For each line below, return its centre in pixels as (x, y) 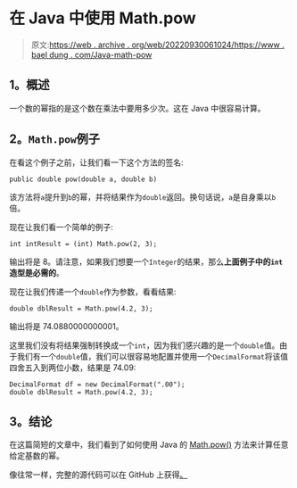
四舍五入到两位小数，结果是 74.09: (73, 368)
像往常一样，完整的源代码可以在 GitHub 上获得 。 (99, 475)
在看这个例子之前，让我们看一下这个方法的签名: (97, 162)
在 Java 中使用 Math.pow (103, 18)
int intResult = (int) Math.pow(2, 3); (83, 244)
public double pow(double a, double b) (83, 179)
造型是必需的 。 (37, 272)
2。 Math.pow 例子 (55, 139)
